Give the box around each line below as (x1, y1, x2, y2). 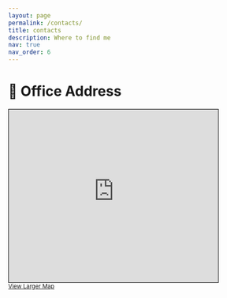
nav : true (8, 41, 41, 49)
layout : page (8, 11, 51, 20)
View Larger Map (8, 282, 55, 290)
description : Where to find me (8, 33, 111, 42)
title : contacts (8, 26, 61, 34)
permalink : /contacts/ (8, 19, 83, 27)
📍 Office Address (8, 82, 122, 100)
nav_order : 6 (8, 48, 51, 56)
